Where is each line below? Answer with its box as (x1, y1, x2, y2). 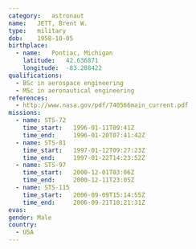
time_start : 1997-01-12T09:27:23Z (22, 146, 146, 154)
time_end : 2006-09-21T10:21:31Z (22, 198, 146, 206)
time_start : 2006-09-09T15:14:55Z (22, 190, 146, 199)
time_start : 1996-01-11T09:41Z (22, 124, 135, 132)
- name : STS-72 (15, 116, 67, 124)
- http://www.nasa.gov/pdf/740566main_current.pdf (15, 101, 189, 109)
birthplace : (8, 42, 48, 50)
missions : (8, 109, 42, 117)
